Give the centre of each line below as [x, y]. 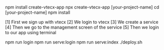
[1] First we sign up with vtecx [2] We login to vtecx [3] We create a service [82, 22]
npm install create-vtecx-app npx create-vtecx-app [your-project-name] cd [82, 7]
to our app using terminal [31, 32]
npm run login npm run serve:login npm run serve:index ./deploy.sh [74, 42]
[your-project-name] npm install [38, 12]
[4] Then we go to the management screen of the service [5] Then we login [82, 27]
